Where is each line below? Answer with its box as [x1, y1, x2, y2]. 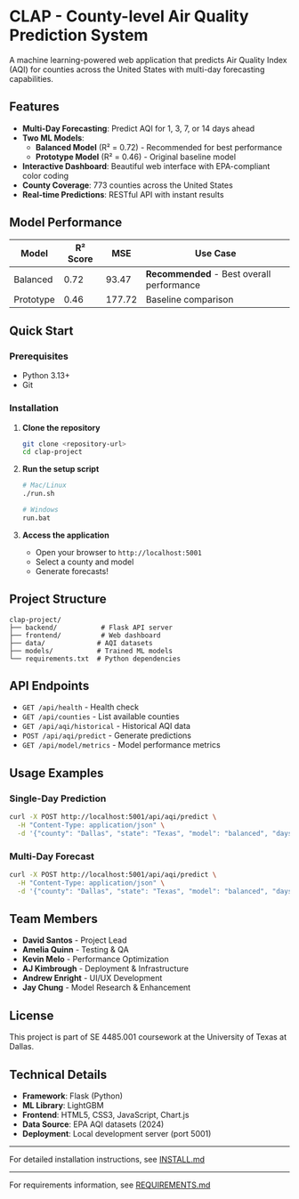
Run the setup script [21, 464, 100, 474]
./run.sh [21, 490, 55, 498]
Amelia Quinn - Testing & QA [21, 944, 129, 955]
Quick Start [9, 323, 74, 338]
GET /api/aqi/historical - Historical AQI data [21, 721, 191, 732]
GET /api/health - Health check [21, 701, 140, 713]
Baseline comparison [145, 293, 234, 305]
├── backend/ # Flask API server [9, 623, 174, 632]
